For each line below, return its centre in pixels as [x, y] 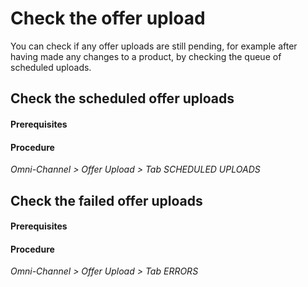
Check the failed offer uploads [106, 200]
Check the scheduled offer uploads [122, 98]
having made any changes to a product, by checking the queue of [146, 56]
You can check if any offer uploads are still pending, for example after [154, 46]
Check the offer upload [108, 18]
